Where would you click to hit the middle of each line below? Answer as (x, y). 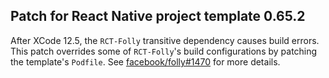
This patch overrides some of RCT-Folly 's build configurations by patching (164, 51)
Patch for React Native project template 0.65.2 (158, 16)
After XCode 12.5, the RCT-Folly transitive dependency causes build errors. (165, 40)
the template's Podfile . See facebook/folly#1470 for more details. (145, 61)
